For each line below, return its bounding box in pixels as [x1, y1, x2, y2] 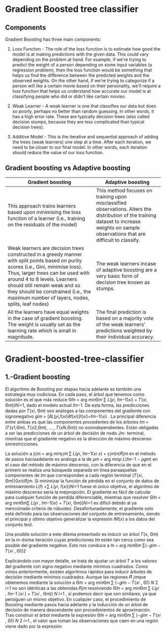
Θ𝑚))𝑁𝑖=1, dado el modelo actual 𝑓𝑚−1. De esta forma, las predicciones [5, 402, 150, 408]
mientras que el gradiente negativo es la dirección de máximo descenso [5, 436, 152, 442]
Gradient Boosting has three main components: [5, 36, 101, 42]
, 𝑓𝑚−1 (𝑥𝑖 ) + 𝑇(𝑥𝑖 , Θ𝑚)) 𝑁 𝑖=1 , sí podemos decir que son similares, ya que [5, 590, 157, 596]
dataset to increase [96, 218, 141, 225]
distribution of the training [96, 212, 157, 219]
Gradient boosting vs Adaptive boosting [5, 164, 131, 172]
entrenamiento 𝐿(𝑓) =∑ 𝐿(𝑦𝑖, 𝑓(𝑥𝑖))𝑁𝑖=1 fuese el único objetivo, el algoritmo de [5, 483, 160, 489]
